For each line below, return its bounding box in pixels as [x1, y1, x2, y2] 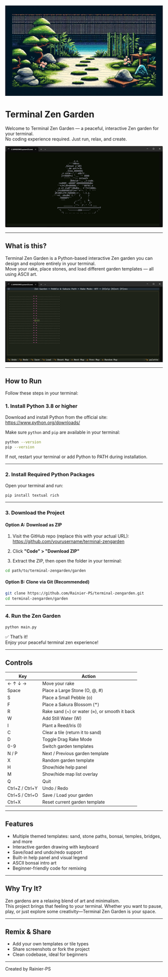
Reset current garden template [42, 799, 105, 805]
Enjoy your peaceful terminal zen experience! [5, 639, 98, 645]
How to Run [5, 377, 42, 385]
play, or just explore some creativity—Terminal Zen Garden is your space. [5, 908, 156, 914]
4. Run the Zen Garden [5, 613, 61, 620]
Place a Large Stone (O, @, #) [42, 687, 103, 693]
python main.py [5, 624, 37, 630]
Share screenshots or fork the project [12, 946, 90, 952]
